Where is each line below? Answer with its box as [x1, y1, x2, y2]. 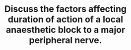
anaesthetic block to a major [5, 25, 126, 35]
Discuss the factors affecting [4, 3, 127, 15]
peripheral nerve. [29, 35, 102, 46]
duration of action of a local [7, 14, 124, 25]
